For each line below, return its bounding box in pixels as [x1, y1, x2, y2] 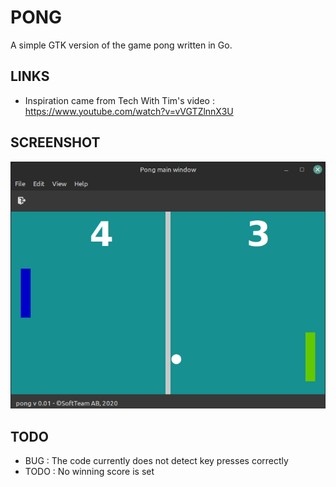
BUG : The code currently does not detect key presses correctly [24, 455, 289, 467]
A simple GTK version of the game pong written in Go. [10, 39, 233, 51]
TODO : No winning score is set [24, 466, 155, 478]
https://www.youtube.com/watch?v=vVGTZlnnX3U [24, 105, 234, 117]
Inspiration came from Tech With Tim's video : [24, 94, 215, 106]
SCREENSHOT [10, 134, 101, 151]
